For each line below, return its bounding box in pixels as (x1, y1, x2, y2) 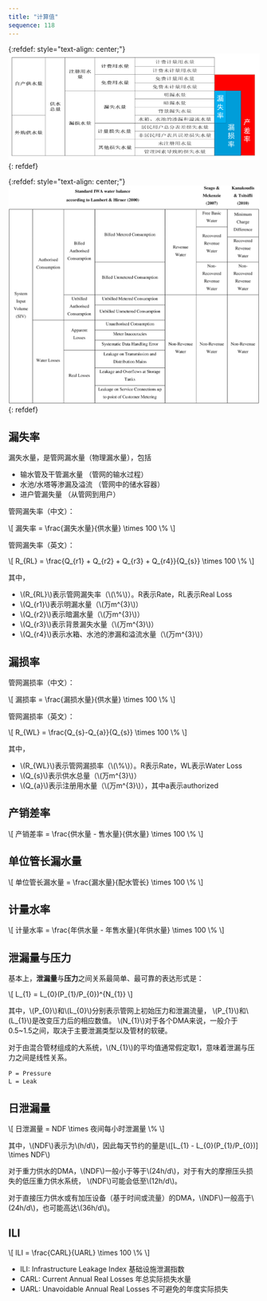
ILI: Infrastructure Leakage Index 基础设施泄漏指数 (19, 1264, 185, 1274)
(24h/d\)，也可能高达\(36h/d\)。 (8, 1203, 115, 1213)
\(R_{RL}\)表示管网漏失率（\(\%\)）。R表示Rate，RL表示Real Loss (19, 590, 233, 599)
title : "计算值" (8, 13, 59, 21)
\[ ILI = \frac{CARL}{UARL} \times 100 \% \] (8, 1248, 150, 1257)
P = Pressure (8, 1070, 52, 1078)
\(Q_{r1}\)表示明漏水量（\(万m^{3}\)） (19, 600, 143, 609)
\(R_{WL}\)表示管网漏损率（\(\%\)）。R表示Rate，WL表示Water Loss (19, 761, 243, 770)
